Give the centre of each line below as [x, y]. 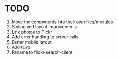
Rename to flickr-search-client [42, 52]
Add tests [21, 47]
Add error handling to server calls [45, 37]
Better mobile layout [31, 42]
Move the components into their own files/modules [62, 22]
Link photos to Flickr [32, 32]
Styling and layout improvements [44, 26]
